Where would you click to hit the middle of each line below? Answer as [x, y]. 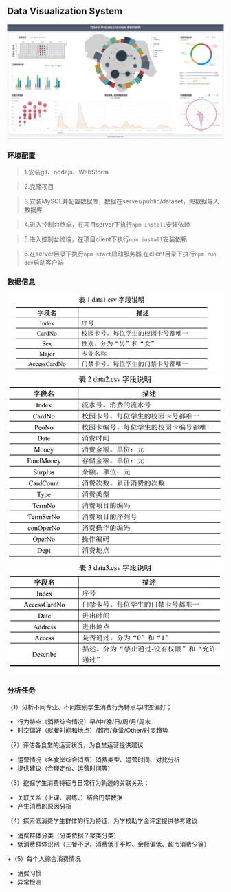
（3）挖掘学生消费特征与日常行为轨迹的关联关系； [78, 782]
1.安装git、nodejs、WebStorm [66, 172]
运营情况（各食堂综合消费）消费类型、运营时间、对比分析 [98, 759]
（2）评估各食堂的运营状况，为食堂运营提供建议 [75, 744]
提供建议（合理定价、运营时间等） [65, 768]
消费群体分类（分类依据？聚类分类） [68, 835]
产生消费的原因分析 [44, 806]
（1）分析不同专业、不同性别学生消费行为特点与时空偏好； [90, 707]
